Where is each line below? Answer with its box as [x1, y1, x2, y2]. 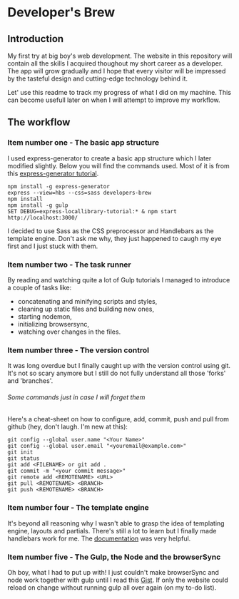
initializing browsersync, [17, 319, 89, 328]
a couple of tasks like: [7, 283, 72, 292]
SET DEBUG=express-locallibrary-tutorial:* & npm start [7, 208, 177, 215]
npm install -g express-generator [7, 183, 111, 190]
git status [7, 455, 40, 462]
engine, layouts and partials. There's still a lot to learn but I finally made [7, 526, 217, 535]
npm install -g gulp [7, 201, 69, 209]
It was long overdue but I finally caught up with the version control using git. [7, 362, 230, 370]
